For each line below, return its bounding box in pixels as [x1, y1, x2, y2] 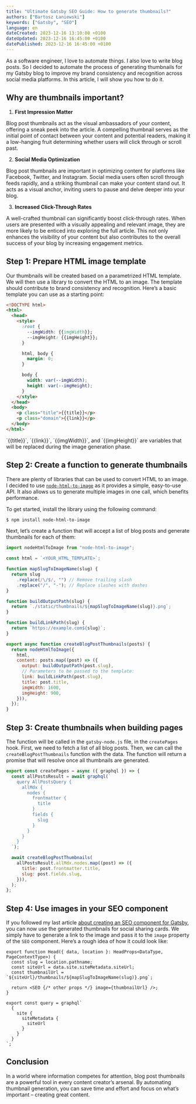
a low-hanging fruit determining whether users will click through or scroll [6, 138, 182, 145]
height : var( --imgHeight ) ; [27, 382, 93, 389]
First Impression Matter [14, 108, 73, 115]
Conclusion [6, 1057, 49, 1067]
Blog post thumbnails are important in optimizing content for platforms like [6, 167, 185, 174]
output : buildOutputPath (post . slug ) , [21, 663, 114, 669]
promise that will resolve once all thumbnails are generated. [6, 757, 150, 764]
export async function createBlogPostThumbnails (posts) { [6, 641, 150, 647]
